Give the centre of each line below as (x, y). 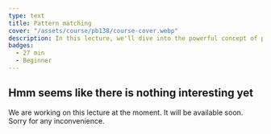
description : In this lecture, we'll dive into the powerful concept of (133, 38)
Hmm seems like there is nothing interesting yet (131, 93)
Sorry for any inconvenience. (56, 120)
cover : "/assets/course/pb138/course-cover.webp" (94, 30)
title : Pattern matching (50, 23)
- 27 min (30, 53)
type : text (27, 16)
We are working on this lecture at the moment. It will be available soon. (126, 112)
